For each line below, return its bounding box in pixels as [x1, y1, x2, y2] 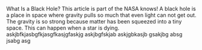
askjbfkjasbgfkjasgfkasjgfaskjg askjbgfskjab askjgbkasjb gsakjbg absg [6, 31, 183, 38]
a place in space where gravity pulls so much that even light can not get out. [6, 11, 197, 19]
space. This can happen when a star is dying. [6, 24, 120, 31]
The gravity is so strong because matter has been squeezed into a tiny [6, 18, 182, 25]
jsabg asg [6, 37, 31, 44]
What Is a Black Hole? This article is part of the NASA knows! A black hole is [6, 5, 197, 12]
